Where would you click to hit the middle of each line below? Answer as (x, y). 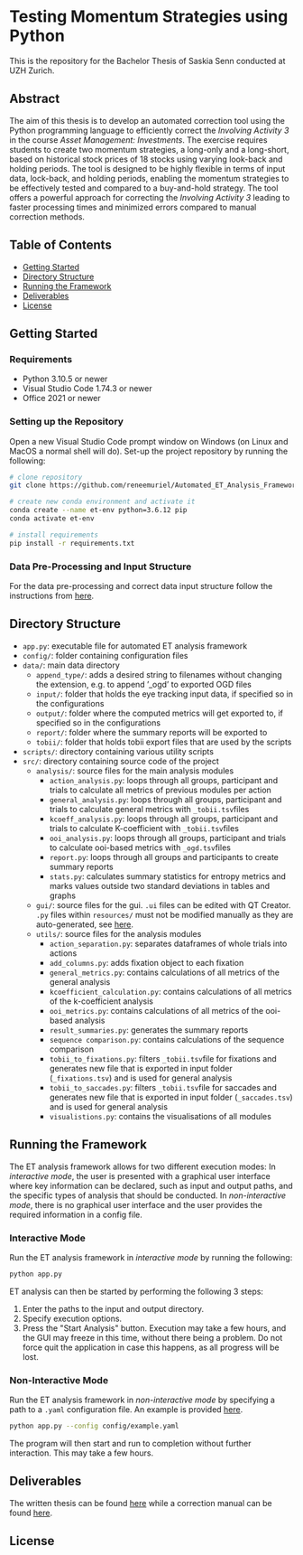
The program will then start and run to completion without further (130, 1443)
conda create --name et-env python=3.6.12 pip (98, 511)
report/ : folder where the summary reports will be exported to (151, 732)
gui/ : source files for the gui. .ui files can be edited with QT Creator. (163, 904)
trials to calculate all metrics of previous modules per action (161, 790)
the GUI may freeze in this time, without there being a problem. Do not (152, 1337)
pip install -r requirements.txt (72, 543)
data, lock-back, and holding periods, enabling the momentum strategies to (149, 178)
